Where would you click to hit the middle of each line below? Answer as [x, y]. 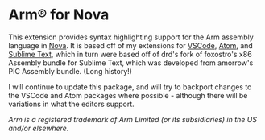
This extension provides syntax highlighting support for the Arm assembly [131, 37]
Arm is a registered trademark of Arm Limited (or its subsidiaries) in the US [133, 119]
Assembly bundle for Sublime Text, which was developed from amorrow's [131, 63]
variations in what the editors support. [71, 104]
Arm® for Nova [59, 15]
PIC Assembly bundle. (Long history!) [70, 71]
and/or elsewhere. [39, 128]
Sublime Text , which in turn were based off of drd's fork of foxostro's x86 [130, 54]
